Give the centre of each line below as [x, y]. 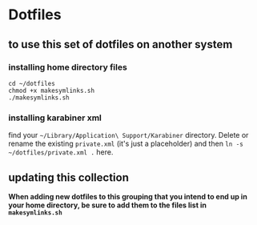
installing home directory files [68, 67]
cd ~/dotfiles [32, 83]
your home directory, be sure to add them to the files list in [107, 205]
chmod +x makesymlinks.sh [51, 90]
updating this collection [69, 177]
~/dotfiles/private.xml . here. [61, 152]
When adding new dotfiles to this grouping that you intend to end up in [128, 196]
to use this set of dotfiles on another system [120, 44]
